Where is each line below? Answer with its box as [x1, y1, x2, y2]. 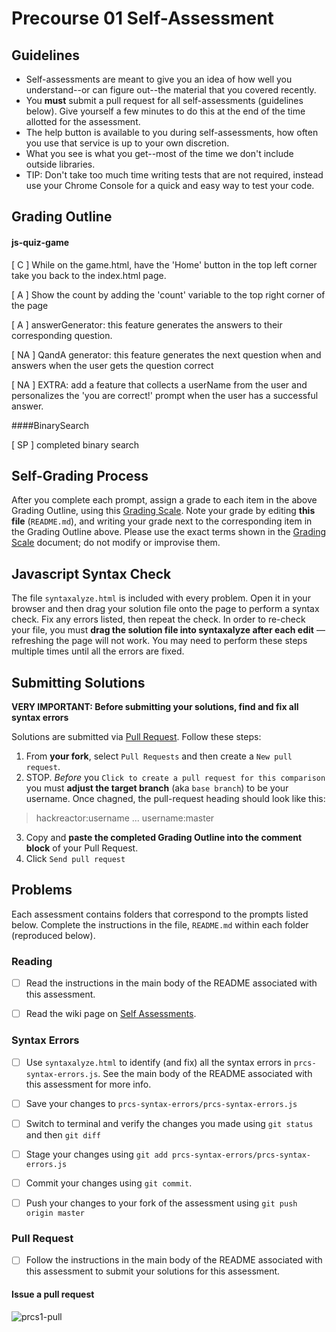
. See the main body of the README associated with [97, 1067, 313, 1079]
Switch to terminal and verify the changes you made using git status [25, 1117, 314, 1129]
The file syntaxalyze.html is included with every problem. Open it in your [11, 592, 311, 604]
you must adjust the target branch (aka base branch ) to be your [25, 782, 289, 794]
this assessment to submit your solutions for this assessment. [25, 1265, 281, 1277]
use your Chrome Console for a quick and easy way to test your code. [25, 180, 315, 191]
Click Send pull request [25, 853, 126, 865]
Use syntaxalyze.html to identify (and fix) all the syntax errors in [25, 1056, 292, 1068]
